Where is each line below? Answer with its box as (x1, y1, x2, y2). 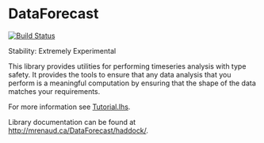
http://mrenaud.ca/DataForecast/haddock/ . (8, 126, 149, 135)
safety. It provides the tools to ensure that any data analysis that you (8, 70, 231, 79)
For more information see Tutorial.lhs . (8, 102, 131, 111)
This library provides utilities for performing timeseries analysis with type (8, 61, 247, 71)
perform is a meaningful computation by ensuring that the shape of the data (8, 78, 256, 88)
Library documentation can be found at (8, 117, 136, 126)
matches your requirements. (8, 86, 101, 96)
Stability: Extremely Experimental (8, 46, 117, 55)
